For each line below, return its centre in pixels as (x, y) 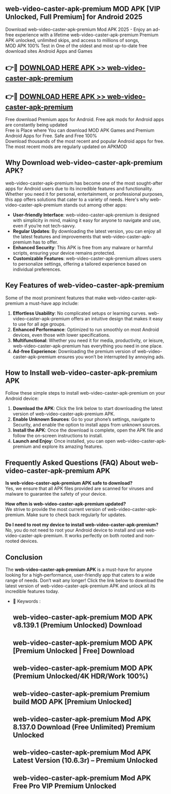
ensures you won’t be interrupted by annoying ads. (111, 357)
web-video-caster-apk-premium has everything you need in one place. (88, 345)
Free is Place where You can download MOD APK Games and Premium (80, 130)
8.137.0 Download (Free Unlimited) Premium (84, 727)
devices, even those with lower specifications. (61, 335)
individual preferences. (37, 269)
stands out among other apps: (95, 205)
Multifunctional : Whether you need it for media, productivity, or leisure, (88, 340)
